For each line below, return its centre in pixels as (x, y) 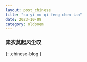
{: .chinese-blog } (24, 54)
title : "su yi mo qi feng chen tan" (44, 15)
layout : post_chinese (28, 10)
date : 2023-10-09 (24, 19)
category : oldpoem (25, 24)
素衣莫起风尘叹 (24, 42)
